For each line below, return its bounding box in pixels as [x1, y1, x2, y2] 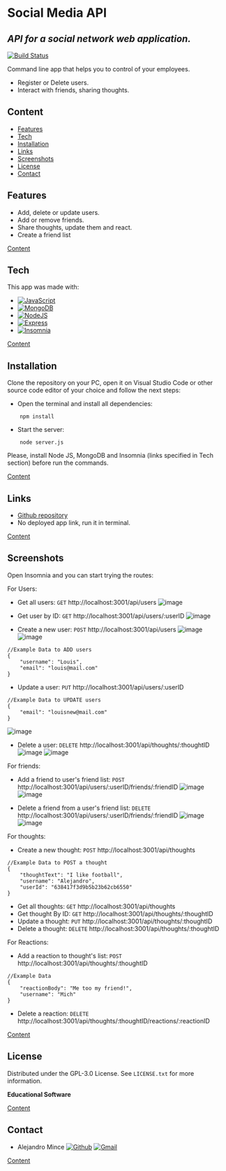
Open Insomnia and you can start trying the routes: [7, 570, 153, 579]
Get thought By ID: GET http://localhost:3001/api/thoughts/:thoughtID [17, 909, 214, 918]
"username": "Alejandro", [20, 877, 96, 885]
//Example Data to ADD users [7, 646, 92, 653]
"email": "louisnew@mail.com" [20, 708, 108, 715]
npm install [20, 413, 54, 421]
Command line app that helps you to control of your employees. [7, 65, 190, 73]
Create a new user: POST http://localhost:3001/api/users [17, 625, 176, 633]
